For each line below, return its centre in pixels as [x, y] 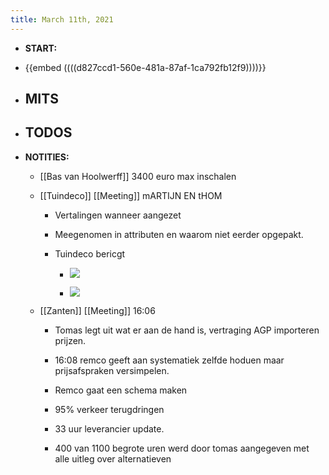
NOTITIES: [47, 157]
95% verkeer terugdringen [109, 409]
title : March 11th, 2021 [62, 19]
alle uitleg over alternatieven [113, 458]
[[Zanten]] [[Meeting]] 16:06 [97, 310]
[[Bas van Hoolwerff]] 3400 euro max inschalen [138, 176]
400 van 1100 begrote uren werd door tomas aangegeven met [182, 448]
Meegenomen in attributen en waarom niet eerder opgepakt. [179, 234]
